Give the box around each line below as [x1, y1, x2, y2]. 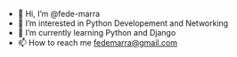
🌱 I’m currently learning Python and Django [17, 28, 176, 37]
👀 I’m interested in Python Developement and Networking [17, 18, 229, 28]
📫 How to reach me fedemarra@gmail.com [17, 37, 178, 48]
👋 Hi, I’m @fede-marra [17, 9, 101, 19]
